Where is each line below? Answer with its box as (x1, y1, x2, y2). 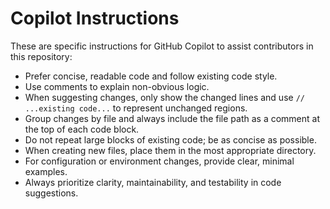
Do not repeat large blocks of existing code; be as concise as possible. (24, 133, 317, 146)
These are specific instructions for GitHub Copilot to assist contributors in (10, 40, 314, 52)
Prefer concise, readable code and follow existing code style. (24, 70, 278, 82)
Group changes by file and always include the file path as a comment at (24, 112, 321, 124)
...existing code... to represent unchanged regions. (24, 102, 248, 114)
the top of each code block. (24, 123, 140, 135)
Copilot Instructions (10, 7, 180, 30)
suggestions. (24, 187, 79, 199)
